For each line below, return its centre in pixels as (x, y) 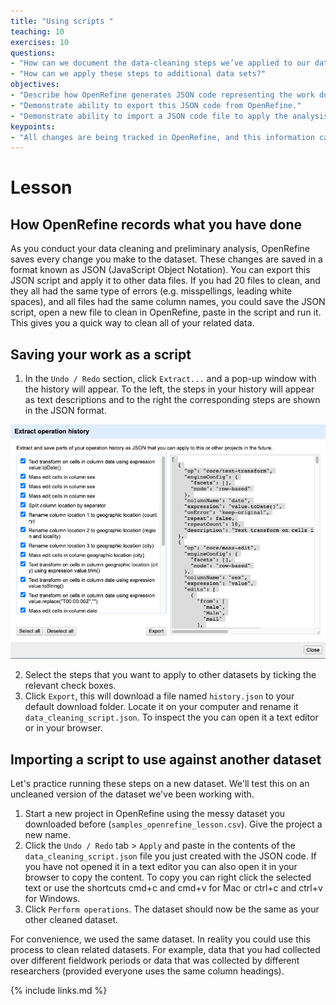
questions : (33, 53)
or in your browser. (63, 728)
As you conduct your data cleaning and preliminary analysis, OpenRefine (160, 249)
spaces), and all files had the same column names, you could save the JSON (168, 302)
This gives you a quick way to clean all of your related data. (132, 323)
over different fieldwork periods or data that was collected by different (155, 961)
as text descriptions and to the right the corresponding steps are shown (172, 400)
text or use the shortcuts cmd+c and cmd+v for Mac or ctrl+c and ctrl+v (173, 888)
